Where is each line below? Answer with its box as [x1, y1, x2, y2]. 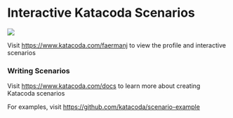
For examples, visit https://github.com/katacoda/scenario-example [7, 103, 200, 111]
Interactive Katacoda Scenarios [7, 5, 195, 21]
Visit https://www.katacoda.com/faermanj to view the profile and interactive [7, 40, 227, 50]
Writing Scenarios [7, 66, 70, 75]
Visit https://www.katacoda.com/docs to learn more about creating [7, 82, 201, 90]
